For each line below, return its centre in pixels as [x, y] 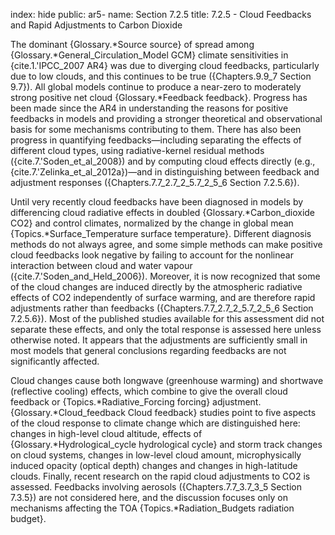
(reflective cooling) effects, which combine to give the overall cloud [149, 391]
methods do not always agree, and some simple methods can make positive [166, 244]
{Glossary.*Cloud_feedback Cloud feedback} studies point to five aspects [163, 412]
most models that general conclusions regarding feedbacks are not [148, 350]
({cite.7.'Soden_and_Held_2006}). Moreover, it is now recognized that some [165, 276]
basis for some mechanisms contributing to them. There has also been [156, 129]
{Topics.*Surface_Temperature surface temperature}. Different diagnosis [161, 233]
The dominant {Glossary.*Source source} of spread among [132, 44]
